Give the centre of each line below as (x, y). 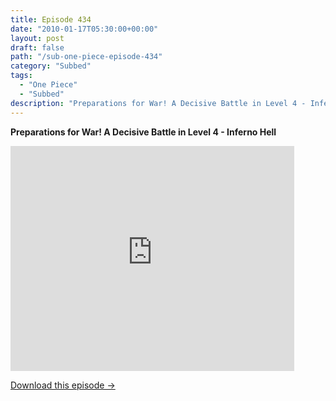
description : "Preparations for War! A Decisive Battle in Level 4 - (158, 103)
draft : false (37, 47)
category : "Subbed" (51, 66)
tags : (21, 76)
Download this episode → (63, 385)
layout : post (37, 38)
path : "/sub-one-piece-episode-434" (86, 57)
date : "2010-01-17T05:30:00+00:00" (84, 29)
